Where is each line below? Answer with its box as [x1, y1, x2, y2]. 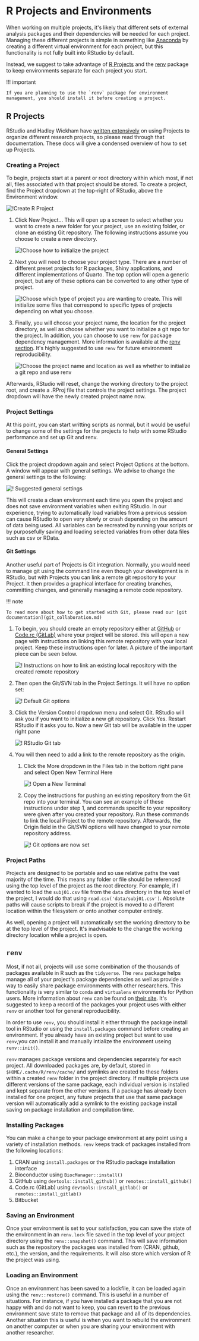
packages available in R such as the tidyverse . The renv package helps [6, 969, 181, 976]
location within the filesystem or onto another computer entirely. [6, 908, 163, 915]
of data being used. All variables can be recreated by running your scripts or [6, 521, 193, 528]
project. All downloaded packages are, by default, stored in [6, 1062, 151, 1069]
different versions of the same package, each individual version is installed [6, 1081, 189, 1088]
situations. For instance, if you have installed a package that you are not [6, 1297, 182, 1304]
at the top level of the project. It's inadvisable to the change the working [6, 926, 182, 933]
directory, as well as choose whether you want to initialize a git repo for [14, 326, 189, 333]
